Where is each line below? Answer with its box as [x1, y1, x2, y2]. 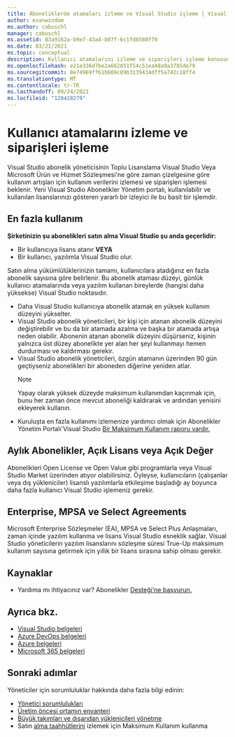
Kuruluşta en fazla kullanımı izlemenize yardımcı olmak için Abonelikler [17, 417, 221, 426]
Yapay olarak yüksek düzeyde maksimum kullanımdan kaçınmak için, [17, 388, 216, 397]
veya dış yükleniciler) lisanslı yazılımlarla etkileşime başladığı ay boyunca [7, 478, 218, 486]
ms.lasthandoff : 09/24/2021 [7, 88, 90, 95]
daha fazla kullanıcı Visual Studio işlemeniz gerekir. [7, 486, 155, 494]
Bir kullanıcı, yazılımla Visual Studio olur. [17, 253, 133, 261]
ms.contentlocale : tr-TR [7, 82, 80, 89]
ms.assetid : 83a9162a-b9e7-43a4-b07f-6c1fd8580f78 [7, 36, 158, 43]
